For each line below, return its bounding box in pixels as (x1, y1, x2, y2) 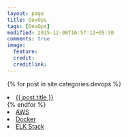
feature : (13, 49, 38, 55)
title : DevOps (7, 16, 48, 23)
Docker (16, 114, 36, 123)
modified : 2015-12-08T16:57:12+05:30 (7, 29, 114, 36)
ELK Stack (16, 122, 44, 130)
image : (7, 42, 26, 49)
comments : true (7, 36, 50, 42)
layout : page (7, 10, 44, 17)
